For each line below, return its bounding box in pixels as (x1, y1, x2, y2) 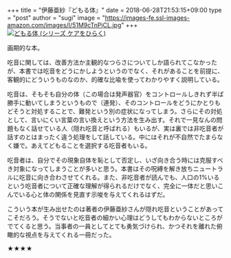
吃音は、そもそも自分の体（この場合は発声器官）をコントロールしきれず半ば (7, 90, 224, 98)
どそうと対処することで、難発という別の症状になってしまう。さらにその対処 (7, 107, 223, 115)
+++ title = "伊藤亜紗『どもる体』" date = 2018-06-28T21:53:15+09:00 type (7, 6, 222, 14)
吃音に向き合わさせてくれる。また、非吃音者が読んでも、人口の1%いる (19, 174, 220, 181)
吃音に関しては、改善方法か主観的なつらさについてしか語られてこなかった (7, 58, 218, 67)
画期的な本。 (7, 44, 43, 51)
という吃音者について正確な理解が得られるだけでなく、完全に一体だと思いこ (7, 182, 224, 190)
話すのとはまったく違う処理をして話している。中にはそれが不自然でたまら (7, 133, 218, 141)
